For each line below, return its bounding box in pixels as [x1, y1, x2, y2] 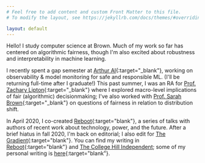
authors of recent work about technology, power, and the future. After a [6, 124, 186, 131]
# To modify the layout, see [6, 15, 81, 21]
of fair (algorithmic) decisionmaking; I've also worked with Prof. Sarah [6, 92, 182, 100]
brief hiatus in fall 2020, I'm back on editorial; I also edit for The [6, 130, 166, 137]
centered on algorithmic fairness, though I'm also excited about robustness [6, 49, 195, 56]
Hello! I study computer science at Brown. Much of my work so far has [6, 42, 184, 49]
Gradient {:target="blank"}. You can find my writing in [6, 137, 140, 144]
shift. [6, 106, 20, 113]
